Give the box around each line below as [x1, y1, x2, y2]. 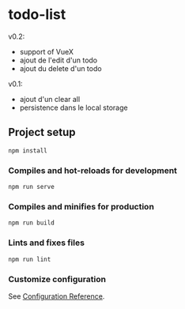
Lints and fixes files [8, 237, 85, 248]
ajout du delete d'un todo [19, 63, 102, 73]
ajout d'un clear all [19, 94, 81, 104]
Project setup [8, 126, 77, 139]
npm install [8, 146, 47, 155]
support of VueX [19, 47, 74, 56]
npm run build [8, 219, 55, 227]
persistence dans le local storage [19, 103, 128, 112]
